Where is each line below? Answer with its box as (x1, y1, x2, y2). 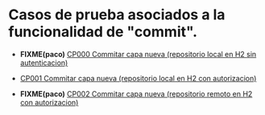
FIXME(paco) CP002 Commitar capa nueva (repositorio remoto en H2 (19, 88, 253, 98)
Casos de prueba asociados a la (8, 6, 226, 24)
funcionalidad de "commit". (8, 23, 198, 41)
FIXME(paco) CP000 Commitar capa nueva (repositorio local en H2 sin (19, 49, 257, 59)
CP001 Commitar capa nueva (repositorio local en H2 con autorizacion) (19, 73, 257, 83)
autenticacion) (19, 58, 68, 68)
